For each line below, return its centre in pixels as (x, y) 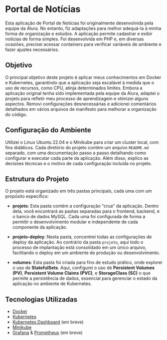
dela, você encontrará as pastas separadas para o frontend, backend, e (86, 211)
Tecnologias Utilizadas (41, 299)
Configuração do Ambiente (48, 130)
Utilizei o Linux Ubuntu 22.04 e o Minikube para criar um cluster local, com (82, 142)
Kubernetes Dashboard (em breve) (48, 322)
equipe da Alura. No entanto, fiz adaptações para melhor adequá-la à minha (83, 28)
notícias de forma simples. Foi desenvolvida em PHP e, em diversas (75, 39)
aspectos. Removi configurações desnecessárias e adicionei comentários (81, 104)
